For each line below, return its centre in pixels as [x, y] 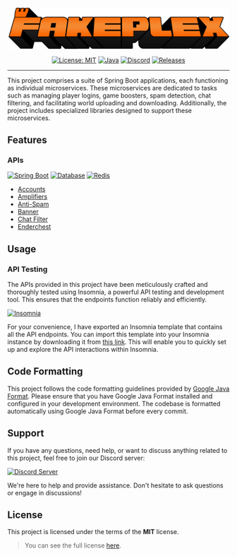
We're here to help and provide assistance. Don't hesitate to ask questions [115, 485]
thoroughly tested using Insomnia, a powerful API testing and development [116, 292]
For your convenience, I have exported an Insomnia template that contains [115, 326]
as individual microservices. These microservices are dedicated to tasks [112, 88]
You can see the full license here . [73, 545]
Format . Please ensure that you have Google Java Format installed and [110, 396]
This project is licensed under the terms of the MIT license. [93, 532]
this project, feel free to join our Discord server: [76, 458]
